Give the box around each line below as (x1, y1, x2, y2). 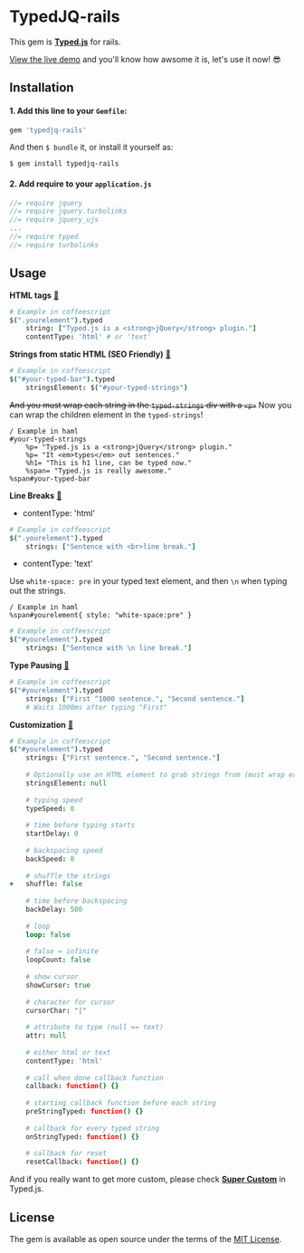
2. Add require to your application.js (9, 178, 152, 189)
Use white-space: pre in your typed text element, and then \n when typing (9, 576, 288, 587)
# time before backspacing (25, 896, 128, 906)
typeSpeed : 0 (25, 804, 75, 813)
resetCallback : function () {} (25, 1157, 140, 1167)
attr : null (25, 1031, 67, 1040)
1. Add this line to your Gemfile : (9, 105, 128, 116)
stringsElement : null (25, 779, 107, 788)
